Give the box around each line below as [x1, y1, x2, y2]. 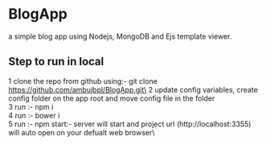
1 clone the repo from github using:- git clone [8, 76, 158, 85]
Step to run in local [8, 55, 104, 68]
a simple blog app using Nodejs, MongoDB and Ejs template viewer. [8, 31, 232, 41]
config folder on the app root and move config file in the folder [8, 93, 215, 103]
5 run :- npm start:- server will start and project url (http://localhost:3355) [8, 118, 252, 129]
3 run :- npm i [8, 101, 54, 111]
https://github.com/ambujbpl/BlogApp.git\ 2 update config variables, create [8, 85, 259, 94]
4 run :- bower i [8, 110, 60, 120]
